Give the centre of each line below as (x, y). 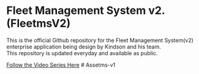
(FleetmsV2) (39, 23)
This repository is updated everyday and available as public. (82, 53)
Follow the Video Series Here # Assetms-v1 (61, 65)
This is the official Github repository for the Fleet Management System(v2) (100, 40)
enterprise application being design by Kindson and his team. (84, 47)
